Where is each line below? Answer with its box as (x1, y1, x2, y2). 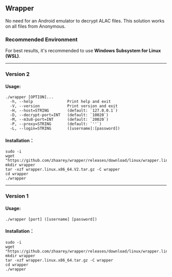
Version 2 (5, 71, 30, 78)
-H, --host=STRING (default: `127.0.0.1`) (10, 108, 118, 113)
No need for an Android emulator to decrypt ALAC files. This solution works (5, 17, 165, 24)
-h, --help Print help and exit (10, 99, 111, 104)
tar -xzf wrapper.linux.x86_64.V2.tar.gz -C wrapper (5, 167, 120, 172)
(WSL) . (5, 53, 20, 59)
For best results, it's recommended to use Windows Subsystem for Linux (5, 48, 161, 54)
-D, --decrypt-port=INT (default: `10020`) (10, 113, 109, 118)
